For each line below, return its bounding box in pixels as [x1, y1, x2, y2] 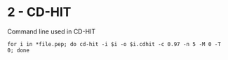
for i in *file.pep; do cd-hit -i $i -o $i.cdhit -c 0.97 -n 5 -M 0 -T [7, 40, 221, 47]
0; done [7, 47, 30, 54]
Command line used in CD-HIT [7, 27, 96, 36]
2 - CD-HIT [7, 4, 72, 20]
